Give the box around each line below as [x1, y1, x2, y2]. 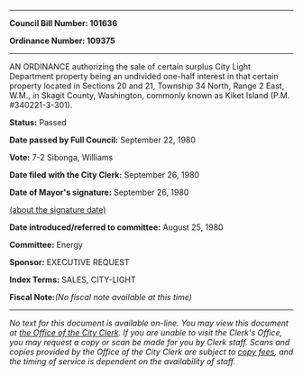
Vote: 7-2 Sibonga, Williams [9, 152, 114, 162]
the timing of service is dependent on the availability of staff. [9, 356, 236, 366]
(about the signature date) [9, 205, 106, 215]
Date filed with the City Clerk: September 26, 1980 [9, 170, 200, 180]
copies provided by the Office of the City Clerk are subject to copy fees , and [9, 346, 294, 357]
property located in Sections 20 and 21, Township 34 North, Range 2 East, [9, 80, 285, 91]
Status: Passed [9, 117, 68, 127]
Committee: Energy [9, 240, 83, 250]
